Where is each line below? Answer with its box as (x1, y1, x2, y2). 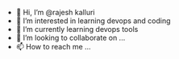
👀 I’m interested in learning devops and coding (15, 16, 171, 26)
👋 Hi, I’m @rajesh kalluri (15, 8, 95, 17)
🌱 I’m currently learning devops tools (15, 25, 139, 33)
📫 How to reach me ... (15, 42, 91, 51)
